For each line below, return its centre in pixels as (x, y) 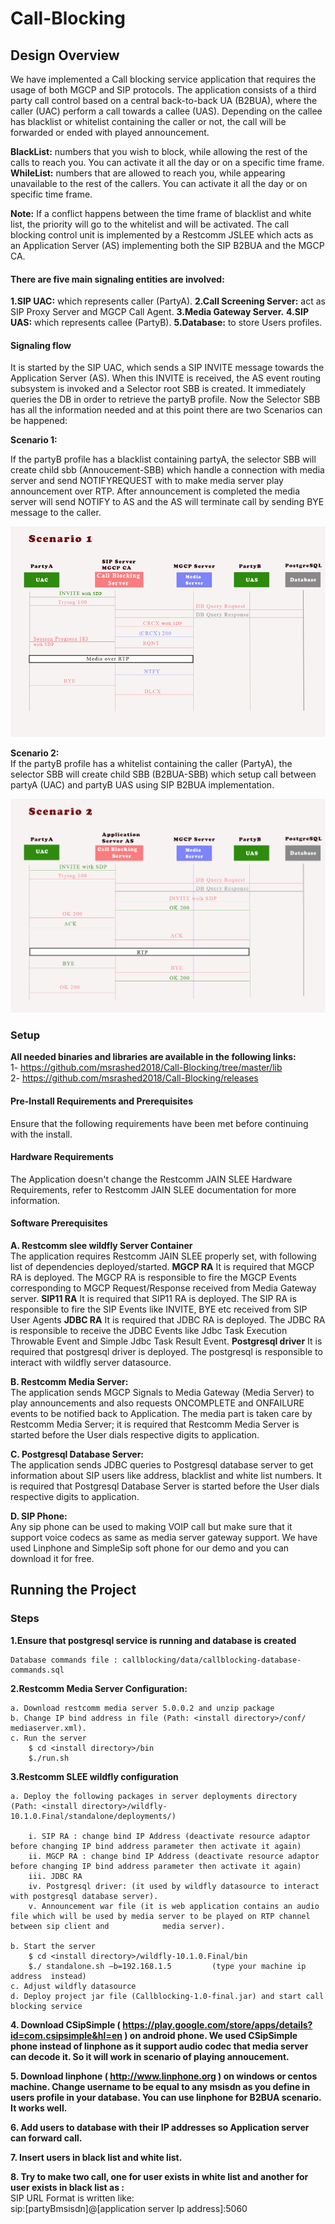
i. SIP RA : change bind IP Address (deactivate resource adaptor (169, 1836)
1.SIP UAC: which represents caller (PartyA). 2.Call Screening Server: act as (168, 301)
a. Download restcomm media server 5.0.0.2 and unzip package (142, 1708)
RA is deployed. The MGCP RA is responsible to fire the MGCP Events (153, 1278)
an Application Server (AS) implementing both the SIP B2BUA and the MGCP (167, 245)
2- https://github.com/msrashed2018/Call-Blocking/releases (134, 1078)
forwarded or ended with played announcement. (110, 132)
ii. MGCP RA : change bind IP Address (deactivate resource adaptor (174, 1856)
